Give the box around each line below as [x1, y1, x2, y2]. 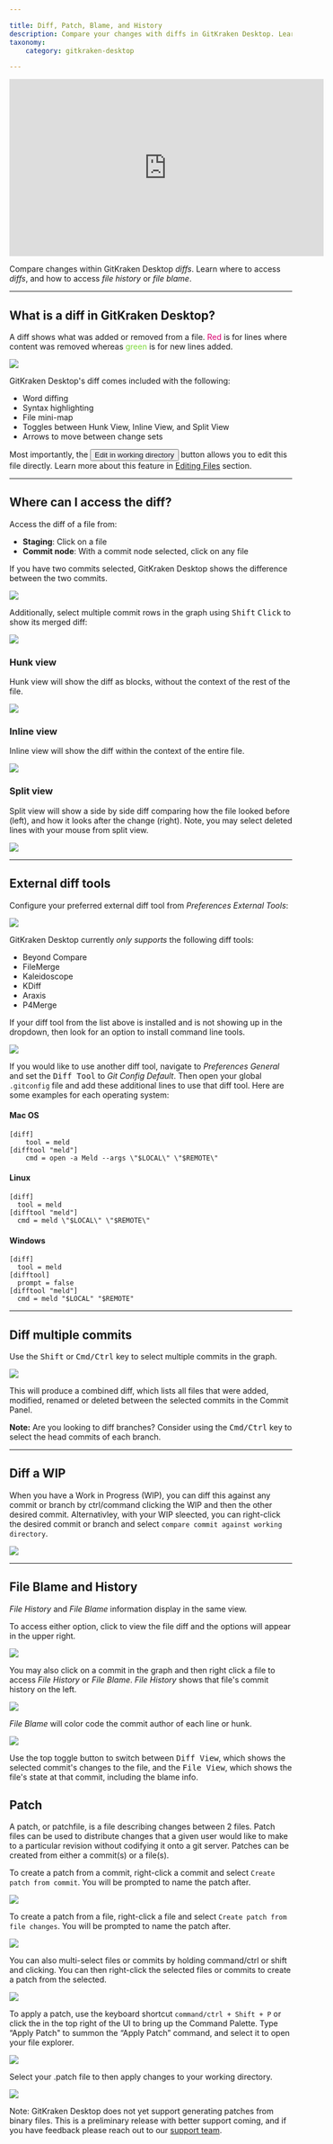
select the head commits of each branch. [9, 1431, 162, 1442]
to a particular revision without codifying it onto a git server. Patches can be [9, 1841, 290, 1852]
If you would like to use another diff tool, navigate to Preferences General [9, 1061, 280, 1072]
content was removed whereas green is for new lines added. [9, 341, 233, 352]
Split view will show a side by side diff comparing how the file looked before [9, 805, 290, 816]
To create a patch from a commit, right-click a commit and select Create [9, 1868, 276, 1879]
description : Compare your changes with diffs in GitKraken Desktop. [9, 29, 276, 39]
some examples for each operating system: [9, 1090, 170, 1100]
